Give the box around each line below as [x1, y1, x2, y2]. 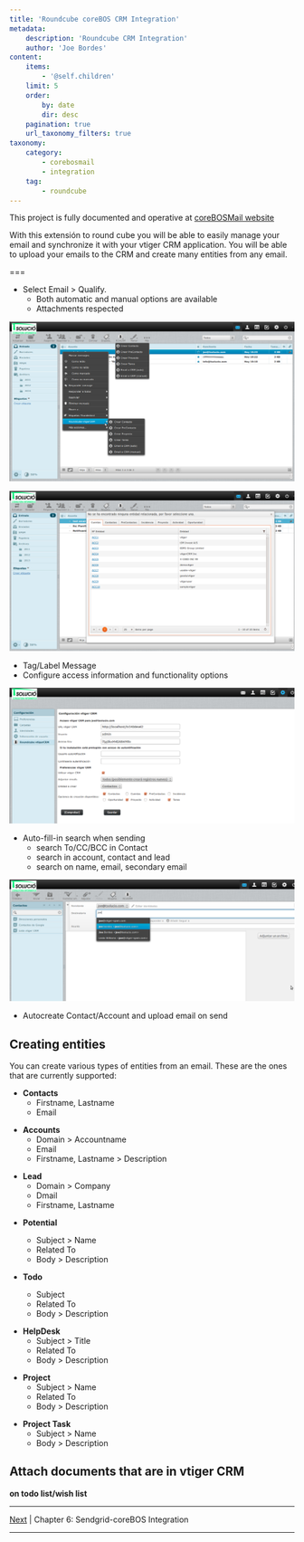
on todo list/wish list [9, 1488, 88, 1499]
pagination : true [25, 119, 91, 128]
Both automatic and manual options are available [35, 294, 218, 305]
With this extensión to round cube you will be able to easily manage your [9, 230, 280, 241]
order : [25, 90, 51, 100]
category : [25, 148, 63, 157]
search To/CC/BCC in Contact [35, 842, 148, 852]
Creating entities [9, 1036, 106, 1052]
